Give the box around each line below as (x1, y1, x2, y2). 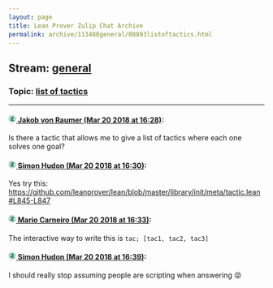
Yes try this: (8, 178, 49, 188)
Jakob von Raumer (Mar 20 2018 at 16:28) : (17, 114, 165, 125)
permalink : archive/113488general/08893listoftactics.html (8, 30, 213, 38)
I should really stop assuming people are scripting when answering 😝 (8, 270, 242, 280)
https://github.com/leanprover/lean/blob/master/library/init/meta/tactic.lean (8, 187, 261, 197)
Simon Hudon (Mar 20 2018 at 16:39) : (17, 252, 147, 262)
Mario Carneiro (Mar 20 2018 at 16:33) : (17, 215, 152, 225)
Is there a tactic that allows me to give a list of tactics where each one (8, 133, 242, 143)
